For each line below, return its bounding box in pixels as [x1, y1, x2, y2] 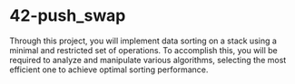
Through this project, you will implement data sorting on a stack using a [9, 35, 277, 46]
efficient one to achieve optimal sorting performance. [9, 64, 209, 75]
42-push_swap [9, 5, 126, 26]
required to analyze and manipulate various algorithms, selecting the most [9, 54, 287, 65]
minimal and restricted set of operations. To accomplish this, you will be [9, 44, 279, 55]
